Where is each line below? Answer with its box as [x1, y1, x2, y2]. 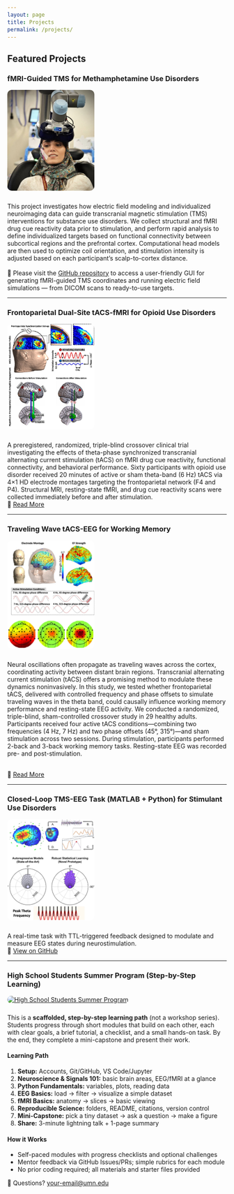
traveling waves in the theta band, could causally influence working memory [7, 697, 226, 705]
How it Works [7, 1135, 47, 1143]
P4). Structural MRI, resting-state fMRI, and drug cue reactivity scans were [7, 485, 222, 494]
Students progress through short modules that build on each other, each [7, 1020, 214, 1029]
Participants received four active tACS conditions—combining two [7, 719, 197, 728]
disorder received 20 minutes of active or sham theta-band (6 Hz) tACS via [7, 470, 223, 478]
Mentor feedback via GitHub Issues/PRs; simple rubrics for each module [17, 1158, 225, 1166]
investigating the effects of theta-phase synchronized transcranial [7, 448, 197, 457]
